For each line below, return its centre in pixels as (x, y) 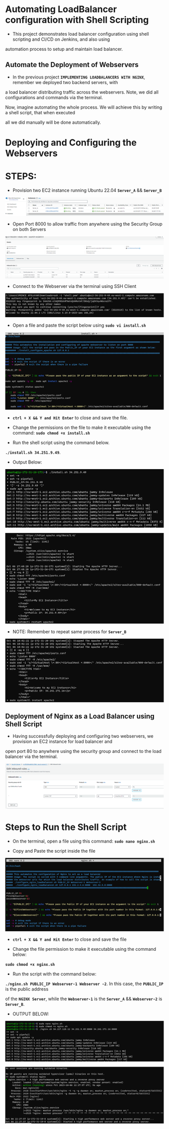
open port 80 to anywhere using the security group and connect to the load (83, 751)
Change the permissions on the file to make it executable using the (82, 428)
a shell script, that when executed (40, 112)
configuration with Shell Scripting (77, 20)
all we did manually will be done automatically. (53, 122)
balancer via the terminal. (31, 757)
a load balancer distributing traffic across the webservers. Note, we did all (82, 92)
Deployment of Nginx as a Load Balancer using (80, 716)
